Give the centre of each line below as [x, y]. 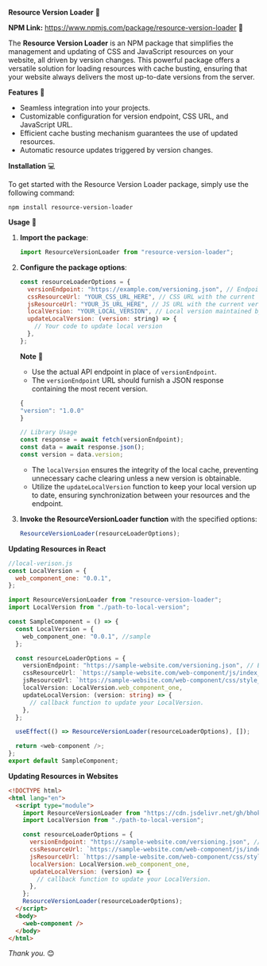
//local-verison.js [41, 563]
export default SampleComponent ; [64, 761]
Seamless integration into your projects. [85, 108]
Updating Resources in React [57, 548]
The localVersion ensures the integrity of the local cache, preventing [145, 469]
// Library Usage [48, 432]
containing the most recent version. [90, 388]
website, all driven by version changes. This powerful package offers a [124, 60]
